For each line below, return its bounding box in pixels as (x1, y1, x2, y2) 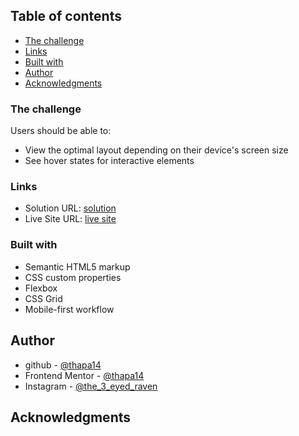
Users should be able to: (10, 125, 112, 137)
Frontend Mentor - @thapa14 (24, 369, 145, 381)
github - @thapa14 (24, 359, 102, 371)
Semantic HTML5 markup (24, 260, 131, 273)
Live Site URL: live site (24, 213, 117, 225)
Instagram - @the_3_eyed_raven (24, 380, 158, 392)
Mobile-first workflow (24, 303, 115, 315)
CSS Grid (24, 292, 63, 304)
